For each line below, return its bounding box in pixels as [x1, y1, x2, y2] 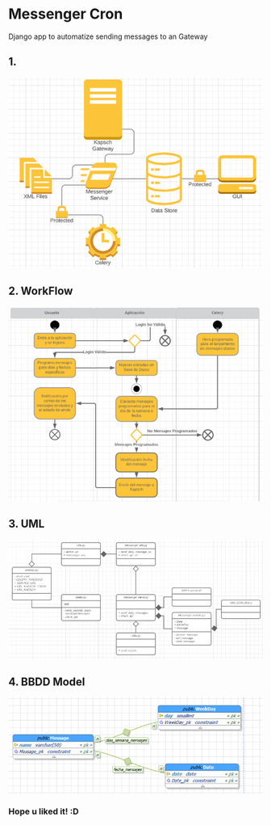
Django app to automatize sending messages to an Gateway [8, 32, 208, 41]
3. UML [8, 517, 45, 531]
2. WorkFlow [8, 284, 73, 298]
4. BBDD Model [8, 676, 85, 689]
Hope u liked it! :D [8, 806, 79, 817]
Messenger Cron [8, 5, 123, 23]
